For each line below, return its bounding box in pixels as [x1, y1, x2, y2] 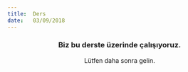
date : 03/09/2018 [7, 17, 66, 24]
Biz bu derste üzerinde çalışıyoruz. [58, 40, 182, 50]
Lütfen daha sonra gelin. [84, 56, 155, 64]
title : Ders [7, 10, 46, 18]
